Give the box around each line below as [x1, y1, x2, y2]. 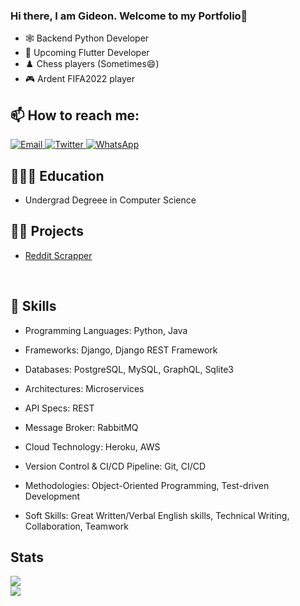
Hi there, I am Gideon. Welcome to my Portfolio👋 [10, 9, 248, 23]
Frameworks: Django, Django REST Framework [24, 344, 218, 356]
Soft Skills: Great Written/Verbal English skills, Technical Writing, [24, 509, 290, 521]
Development [24, 490, 81, 502]
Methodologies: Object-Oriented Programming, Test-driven [24, 479, 270, 491]
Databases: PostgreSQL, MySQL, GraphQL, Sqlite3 [24, 363, 234, 375]
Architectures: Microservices [24, 382, 145, 394]
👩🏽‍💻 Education [10, 167, 105, 184]
